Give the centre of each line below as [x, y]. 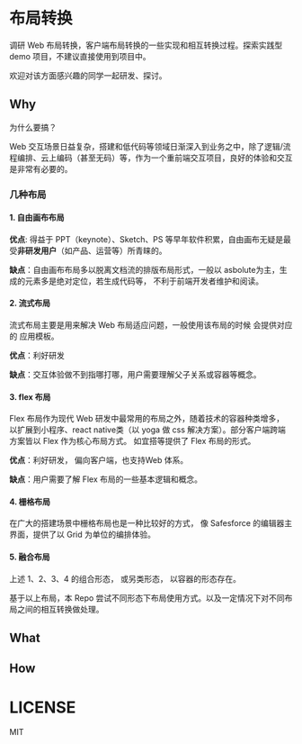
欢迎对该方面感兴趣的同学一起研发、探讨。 [88, 75]
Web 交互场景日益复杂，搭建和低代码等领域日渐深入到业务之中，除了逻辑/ [146, 146]
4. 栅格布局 [30, 502]
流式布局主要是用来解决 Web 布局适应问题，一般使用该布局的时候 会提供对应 [151, 325]
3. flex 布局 [30, 396]
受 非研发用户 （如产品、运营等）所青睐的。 [88, 250]
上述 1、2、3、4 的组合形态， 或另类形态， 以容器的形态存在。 [125, 578]
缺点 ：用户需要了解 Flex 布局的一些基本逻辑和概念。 [106, 479]
